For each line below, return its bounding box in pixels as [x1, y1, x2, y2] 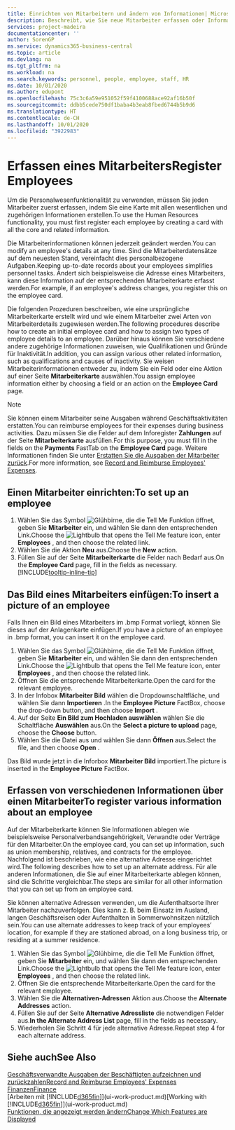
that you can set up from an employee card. [7, 885, 134, 893]
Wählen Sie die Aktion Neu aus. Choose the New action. [17, 546, 178, 554]
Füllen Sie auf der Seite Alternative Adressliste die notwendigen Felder [17, 1009, 225, 1017]
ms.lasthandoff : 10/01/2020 [7, 121, 90, 128]
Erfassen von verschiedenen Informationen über [7, 784, 224, 796]
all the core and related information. [7, 226, 111, 234]
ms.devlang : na [7, 56, 52, 63]
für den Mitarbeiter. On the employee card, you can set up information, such [7, 840, 225, 848]
